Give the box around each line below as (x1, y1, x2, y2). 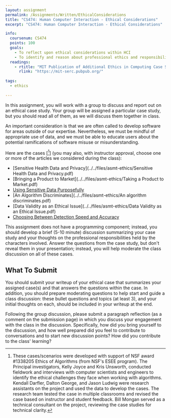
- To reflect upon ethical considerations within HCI (14, 50, 131, 55)
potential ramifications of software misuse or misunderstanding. (5, 139, 139, 145)
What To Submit (5, 266, 58, 274)
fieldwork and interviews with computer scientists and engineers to (12, 369, 154, 376)
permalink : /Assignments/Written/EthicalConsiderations (5, 12, 126, 17)
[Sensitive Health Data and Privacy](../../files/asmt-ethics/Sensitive (12, 165, 153, 171)
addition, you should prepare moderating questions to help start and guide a (5, 290, 165, 296)
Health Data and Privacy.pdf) (12, 171, 74, 177)
